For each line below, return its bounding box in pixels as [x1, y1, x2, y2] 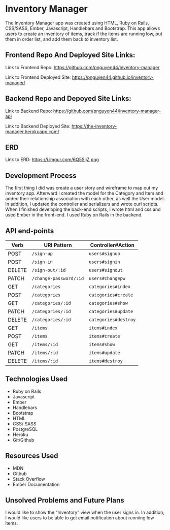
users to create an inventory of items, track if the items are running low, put [5, 30, 162, 37]
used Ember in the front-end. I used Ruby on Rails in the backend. [5, 212, 143, 218]
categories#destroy [88, 317, 136, 323]
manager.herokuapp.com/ [5, 128, 60, 135]
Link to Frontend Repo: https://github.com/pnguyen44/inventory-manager [5, 64, 160, 70]
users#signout [88, 267, 123, 273]
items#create [88, 333, 120, 339]
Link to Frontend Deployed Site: [5, 74, 71, 80]
